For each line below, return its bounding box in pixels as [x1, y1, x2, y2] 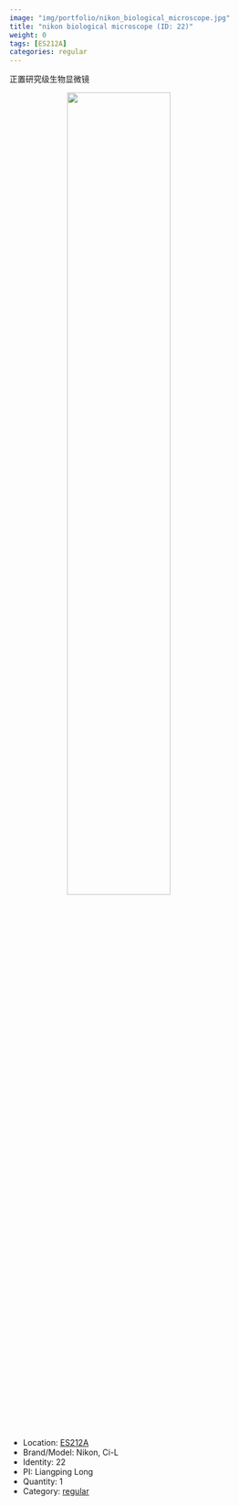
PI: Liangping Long [22, 1467, 94, 1478]
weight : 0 [9, 30, 47, 39]
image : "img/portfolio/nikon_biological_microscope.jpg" [9, 13, 231, 23]
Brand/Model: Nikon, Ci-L [22, 1447, 119, 1458]
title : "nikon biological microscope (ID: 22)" [9, 22, 194, 31]
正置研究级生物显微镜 [9, 74, 89, 85]
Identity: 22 [22, 1457, 67, 1468]
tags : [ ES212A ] [9, 38, 68, 48]
